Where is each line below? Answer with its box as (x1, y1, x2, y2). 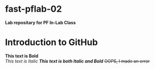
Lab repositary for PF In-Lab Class (5, 20, 76, 25)
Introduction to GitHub (5, 37, 98, 48)
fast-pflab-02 (5, 3, 62, 15)
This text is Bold (5, 53, 39, 59)
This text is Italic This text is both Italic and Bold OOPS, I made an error (5, 58, 150, 64)
